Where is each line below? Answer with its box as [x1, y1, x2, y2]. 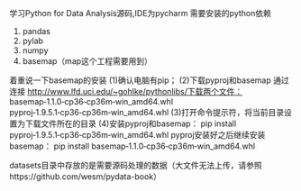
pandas [22, 26, 51, 36]
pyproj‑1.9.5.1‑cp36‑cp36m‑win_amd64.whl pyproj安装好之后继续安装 [9, 130, 266, 140]
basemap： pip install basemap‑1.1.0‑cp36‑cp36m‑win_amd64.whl [9, 141, 255, 151]
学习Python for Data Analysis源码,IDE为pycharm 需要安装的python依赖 [9, 8, 272, 18]
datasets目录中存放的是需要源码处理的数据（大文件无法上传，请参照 [9, 160, 263, 170]
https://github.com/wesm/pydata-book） [9, 171, 162, 182]
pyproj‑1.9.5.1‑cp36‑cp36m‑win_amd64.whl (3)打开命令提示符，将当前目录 [9, 107, 285, 117]
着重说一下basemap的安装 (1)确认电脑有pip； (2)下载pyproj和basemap [9, 75, 272, 86]
